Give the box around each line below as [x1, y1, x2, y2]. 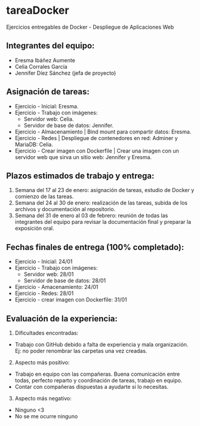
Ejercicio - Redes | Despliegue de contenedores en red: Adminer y [14, 134, 178, 141]
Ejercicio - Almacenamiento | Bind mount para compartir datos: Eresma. [14, 128, 192, 135]
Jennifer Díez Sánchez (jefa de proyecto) [14, 69, 116, 77]
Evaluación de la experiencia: [6, 314, 118, 324]
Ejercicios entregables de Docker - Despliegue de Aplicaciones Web [6, 23, 174, 31]
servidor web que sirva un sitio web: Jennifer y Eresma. [14, 153, 152, 160]
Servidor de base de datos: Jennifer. [23, 121, 114, 129]
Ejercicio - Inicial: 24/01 [14, 258, 73, 265]
